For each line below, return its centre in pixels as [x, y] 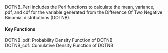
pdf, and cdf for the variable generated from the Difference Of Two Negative [84, 12]
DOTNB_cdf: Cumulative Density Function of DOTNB [59, 45]
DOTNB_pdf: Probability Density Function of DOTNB [59, 40]
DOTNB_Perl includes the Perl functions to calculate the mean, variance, [80, 7]
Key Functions [20, 29]
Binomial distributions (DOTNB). [38, 18]
